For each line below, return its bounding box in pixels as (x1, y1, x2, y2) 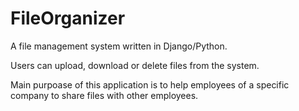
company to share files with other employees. (10, 89, 199, 101)
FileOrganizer (10, 7, 126, 30)
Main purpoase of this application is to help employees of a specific (10, 78, 290, 91)
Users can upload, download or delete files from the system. (10, 59, 260, 71)
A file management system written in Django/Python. (10, 40, 228, 52)
